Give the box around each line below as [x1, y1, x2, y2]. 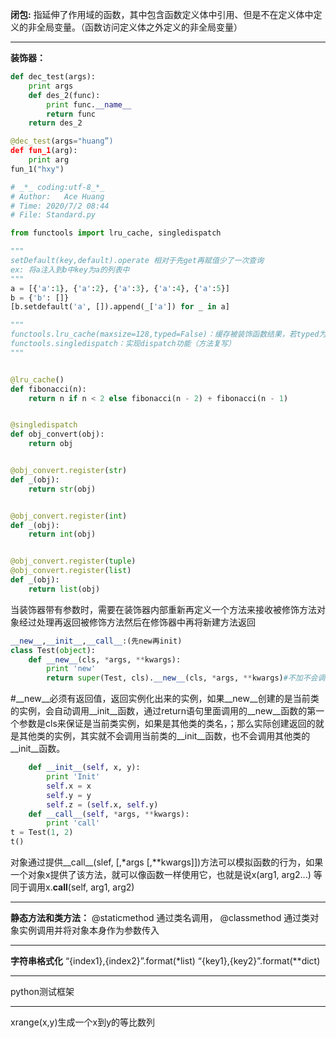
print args [28, 81, 74, 91]
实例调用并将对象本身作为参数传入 [18, 924, 160, 936]
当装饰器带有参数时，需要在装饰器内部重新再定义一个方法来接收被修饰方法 [10, 603, 317, 615]
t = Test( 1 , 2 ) [10, 828, 74, 838]
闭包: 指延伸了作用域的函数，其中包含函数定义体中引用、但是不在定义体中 [10, 9, 314, 20]
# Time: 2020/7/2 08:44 [10, 201, 110, 211]
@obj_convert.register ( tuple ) [10, 556, 137, 567]
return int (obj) [28, 529, 97, 540]
